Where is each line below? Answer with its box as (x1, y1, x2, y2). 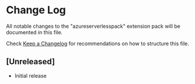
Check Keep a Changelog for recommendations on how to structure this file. (6, 40, 190, 47)
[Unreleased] (6, 57, 55, 67)
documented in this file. (6, 28, 63, 35)
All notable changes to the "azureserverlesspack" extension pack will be (6, 23, 181, 30)
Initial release (14, 72, 47, 79)
